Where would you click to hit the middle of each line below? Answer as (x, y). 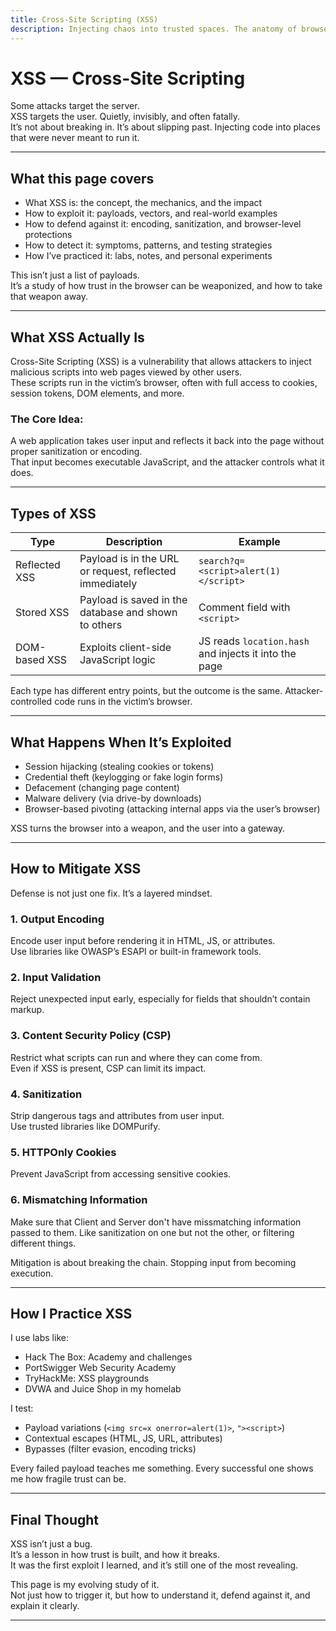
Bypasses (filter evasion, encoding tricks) (110, 1449)
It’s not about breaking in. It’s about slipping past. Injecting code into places (165, 127)
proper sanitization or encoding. (76, 452)
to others (101, 625)
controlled (31, 702)
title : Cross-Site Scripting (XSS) (84, 19)
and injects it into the (247, 654)
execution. (32, 1273)
